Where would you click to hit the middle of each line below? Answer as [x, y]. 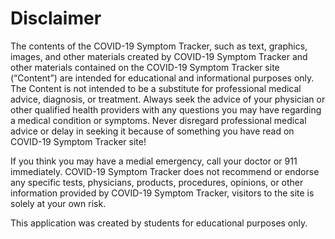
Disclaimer [56, 18]
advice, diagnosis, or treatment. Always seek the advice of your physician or [168, 99]
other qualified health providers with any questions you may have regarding [166, 109]
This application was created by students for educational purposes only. [159, 223]
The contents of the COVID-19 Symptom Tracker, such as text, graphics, [159, 46]
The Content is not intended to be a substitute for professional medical [156, 88]
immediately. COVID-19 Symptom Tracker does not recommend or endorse [165, 171]
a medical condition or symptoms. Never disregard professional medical [158, 120]
